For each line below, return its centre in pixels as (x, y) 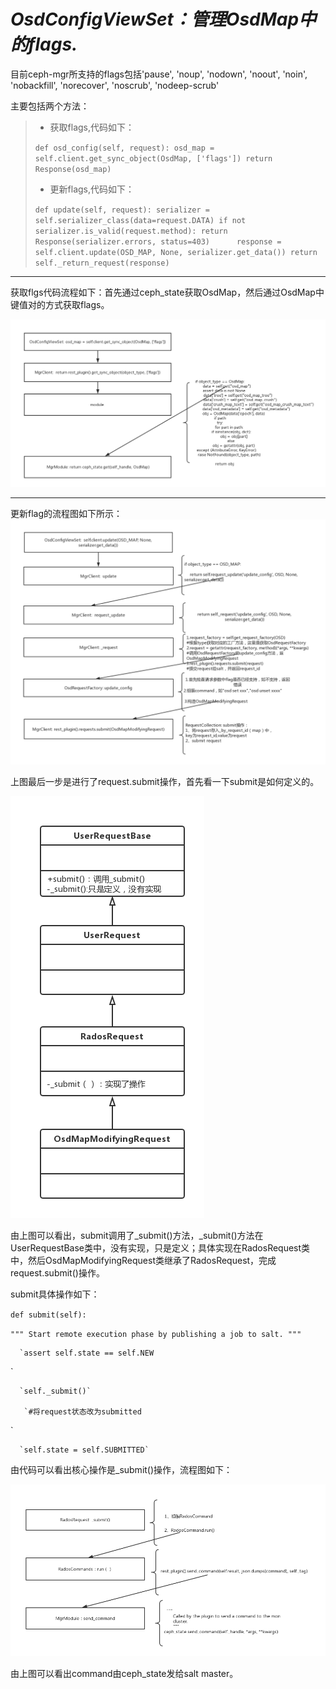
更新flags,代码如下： (92, 189)
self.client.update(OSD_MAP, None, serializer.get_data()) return (176, 252)
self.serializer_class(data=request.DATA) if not (140, 220)
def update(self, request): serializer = (122, 210)
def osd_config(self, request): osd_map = (124, 148)
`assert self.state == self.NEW (87, 1353)
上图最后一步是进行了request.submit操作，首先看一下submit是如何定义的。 (165, 781)
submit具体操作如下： (55, 1294)
